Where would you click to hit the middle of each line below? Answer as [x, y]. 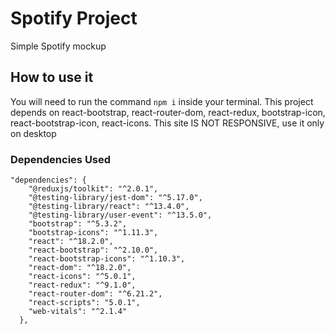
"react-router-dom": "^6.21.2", [95, 294]
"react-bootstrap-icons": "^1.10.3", [107, 259]
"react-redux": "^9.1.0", [82, 285]
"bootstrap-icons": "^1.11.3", [93, 233]
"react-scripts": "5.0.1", [84, 303]
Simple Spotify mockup [58, 46]
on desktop [33, 133]
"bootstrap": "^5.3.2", [78, 224]
